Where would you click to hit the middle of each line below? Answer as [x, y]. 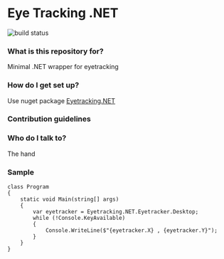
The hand [21, 154]
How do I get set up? [43, 85]
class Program [28, 187]
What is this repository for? [56, 51]
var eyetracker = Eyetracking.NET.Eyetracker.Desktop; [116, 212]
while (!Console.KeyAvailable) [79, 218]
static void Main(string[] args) [70, 200]
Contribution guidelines [49, 119]
